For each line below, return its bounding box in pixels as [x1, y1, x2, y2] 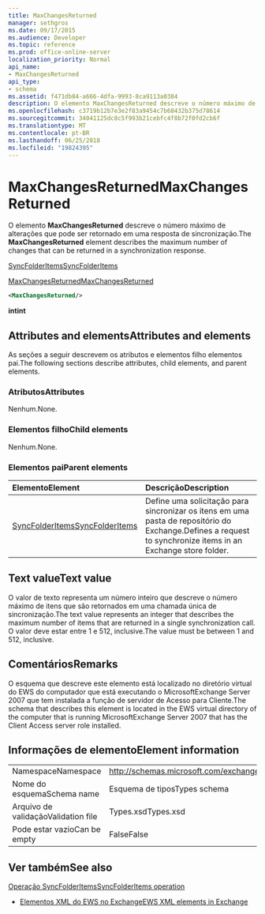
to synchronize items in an [144, 535, 243, 546]
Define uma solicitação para [144, 495, 249, 506]
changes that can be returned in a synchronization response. [8, 246, 207, 255]
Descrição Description [144, 482, 230, 493]
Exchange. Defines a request [144, 525, 250, 536]
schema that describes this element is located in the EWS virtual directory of [8, 704, 257, 713]
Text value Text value [8, 572, 112, 585]
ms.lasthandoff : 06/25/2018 [8, 136, 101, 145]
